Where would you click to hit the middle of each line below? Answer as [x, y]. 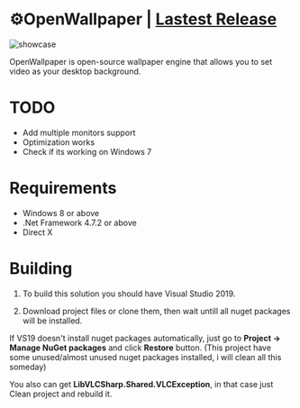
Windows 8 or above [61, 213]
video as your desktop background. [75, 71]
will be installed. [52, 321]
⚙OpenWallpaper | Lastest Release [143, 19]
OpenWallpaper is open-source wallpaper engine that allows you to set [141, 61]
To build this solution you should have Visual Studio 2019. [129, 294]
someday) [28, 367]
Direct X [37, 232]
